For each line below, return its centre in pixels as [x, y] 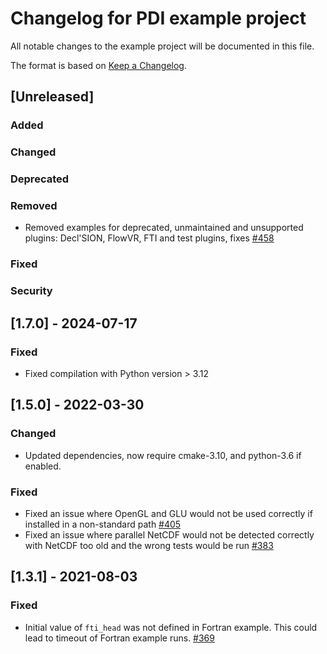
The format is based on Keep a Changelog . [98, 65]
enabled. [43, 466]
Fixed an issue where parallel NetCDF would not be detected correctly [169, 534]
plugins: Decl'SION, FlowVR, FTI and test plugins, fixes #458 [149, 238]
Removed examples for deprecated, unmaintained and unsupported [164, 228]
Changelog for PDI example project [158, 18]
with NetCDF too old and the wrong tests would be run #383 [149, 545]
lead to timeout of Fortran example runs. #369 [119, 638]
